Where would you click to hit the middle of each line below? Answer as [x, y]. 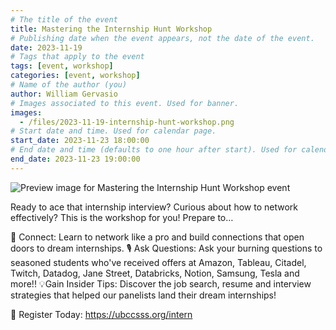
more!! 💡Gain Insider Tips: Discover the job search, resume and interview [161, 283]
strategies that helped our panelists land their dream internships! [143, 295]
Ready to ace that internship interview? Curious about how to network [154, 207]
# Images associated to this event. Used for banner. [125, 103]
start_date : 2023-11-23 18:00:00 [80, 141]
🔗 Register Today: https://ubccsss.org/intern [101, 314]
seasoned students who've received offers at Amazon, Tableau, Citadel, [158, 262]
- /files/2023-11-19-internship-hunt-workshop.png [127, 122]
